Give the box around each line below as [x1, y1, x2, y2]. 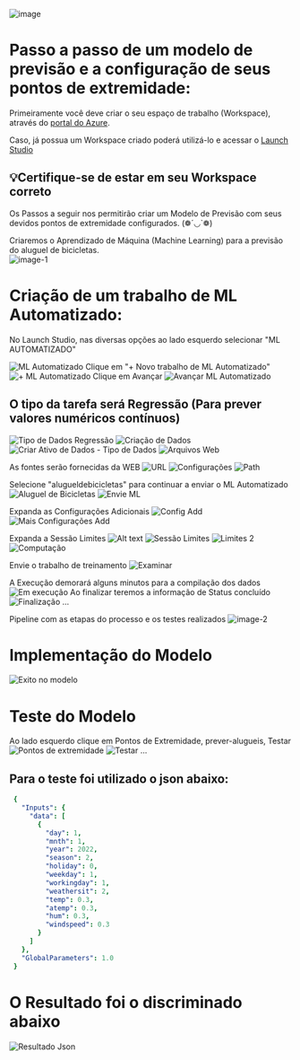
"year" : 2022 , [45, 845, 99, 854]
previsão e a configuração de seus [9, 59, 271, 80]
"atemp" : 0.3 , [45, 903, 99, 913]
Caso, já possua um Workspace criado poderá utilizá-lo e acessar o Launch [9, 135, 289, 145]
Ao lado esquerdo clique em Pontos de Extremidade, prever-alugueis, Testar [9, 736, 292, 747]
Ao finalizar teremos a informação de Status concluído [70, 586, 271, 597]
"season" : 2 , [45, 854, 94, 863]
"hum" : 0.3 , [45, 912, 90, 921]
